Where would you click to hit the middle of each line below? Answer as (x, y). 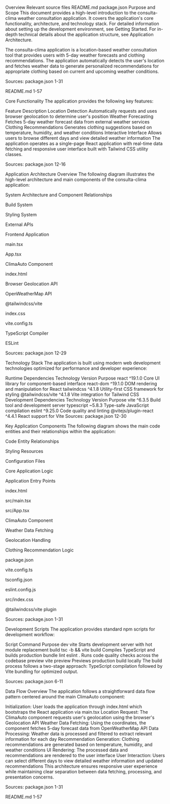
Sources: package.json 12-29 (36, 353)
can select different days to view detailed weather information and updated (84, 761)
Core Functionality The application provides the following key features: (79, 101)
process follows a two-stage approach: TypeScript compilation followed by (84, 666)
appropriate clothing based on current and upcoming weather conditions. (82, 71)
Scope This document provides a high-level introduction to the (71, 13)
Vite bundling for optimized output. (42, 671)
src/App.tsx (17, 510)
